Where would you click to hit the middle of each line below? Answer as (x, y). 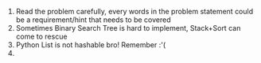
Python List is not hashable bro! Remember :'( (91, 45)
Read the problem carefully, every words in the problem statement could (134, 11)
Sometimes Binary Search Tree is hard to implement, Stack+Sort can (128, 28)
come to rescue (41, 36)
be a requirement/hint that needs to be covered (93, 20)
